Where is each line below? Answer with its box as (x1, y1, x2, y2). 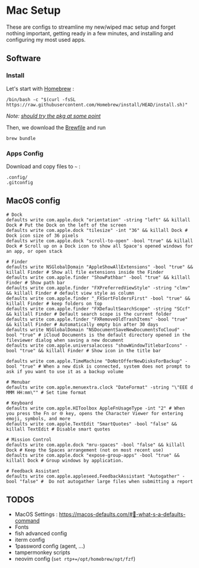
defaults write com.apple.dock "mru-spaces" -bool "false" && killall (6, 442, 185, 448)
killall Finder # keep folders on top (6, 300, 102, 307)
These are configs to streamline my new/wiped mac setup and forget (6, 23, 176, 30)
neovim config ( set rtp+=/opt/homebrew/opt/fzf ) (14, 555, 136, 562)
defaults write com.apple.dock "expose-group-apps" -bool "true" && (6, 452, 180, 458)
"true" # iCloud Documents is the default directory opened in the (19, 332, 191, 338)
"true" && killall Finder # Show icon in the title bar (19, 347, 161, 353)
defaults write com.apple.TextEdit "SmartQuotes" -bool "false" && (6, 421, 178, 427)
